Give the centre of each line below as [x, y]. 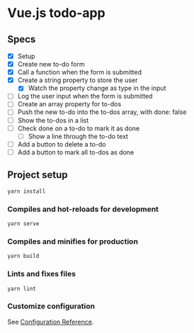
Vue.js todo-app [56, 13]
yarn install [27, 191]
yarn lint [22, 288]
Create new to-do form [51, 64]
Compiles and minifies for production [73, 241]
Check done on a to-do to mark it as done [79, 128]
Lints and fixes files [42, 274]
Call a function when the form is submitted [79, 72]
